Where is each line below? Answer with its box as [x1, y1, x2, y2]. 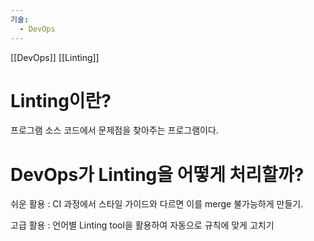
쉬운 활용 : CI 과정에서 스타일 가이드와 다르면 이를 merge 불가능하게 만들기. [10, 198, 304, 210]
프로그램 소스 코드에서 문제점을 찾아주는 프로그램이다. [10, 124, 219, 136]
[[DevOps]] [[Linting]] [10, 51, 100, 63]
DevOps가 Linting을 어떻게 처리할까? [10, 163, 305, 186]
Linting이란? [10, 89, 112, 112]
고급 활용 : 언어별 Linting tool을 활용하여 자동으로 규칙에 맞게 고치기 [10, 219, 275, 231]
